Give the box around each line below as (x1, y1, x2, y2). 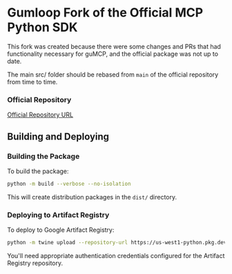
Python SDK (7, 19, 78, 35)
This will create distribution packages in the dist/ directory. (7, 193, 177, 201)
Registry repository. (7, 259, 64, 267)
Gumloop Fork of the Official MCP (7, 5, 204, 21)
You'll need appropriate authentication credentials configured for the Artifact (7, 251, 225, 260)
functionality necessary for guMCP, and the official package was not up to (7, 50, 219, 58)
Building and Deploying (7, 130, 109, 142)
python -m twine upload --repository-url (7, 239, 128, 246)
